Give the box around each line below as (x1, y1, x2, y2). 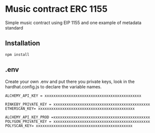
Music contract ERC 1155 (5, 3, 108, 15)
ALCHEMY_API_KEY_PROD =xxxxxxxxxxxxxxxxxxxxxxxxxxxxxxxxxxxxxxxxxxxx (5, 114, 151, 120)
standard (5, 25, 24, 30)
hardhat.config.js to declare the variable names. (5, 83, 102, 89)
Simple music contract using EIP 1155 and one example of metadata (5, 20, 142, 26)
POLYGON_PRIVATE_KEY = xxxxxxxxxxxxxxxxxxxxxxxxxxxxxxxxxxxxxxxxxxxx (5, 119, 151, 124)
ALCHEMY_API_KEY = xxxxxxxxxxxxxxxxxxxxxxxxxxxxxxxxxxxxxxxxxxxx (5, 93, 141, 98)
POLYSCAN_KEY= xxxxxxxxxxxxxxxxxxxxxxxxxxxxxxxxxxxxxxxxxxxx (5, 123, 133, 128)
